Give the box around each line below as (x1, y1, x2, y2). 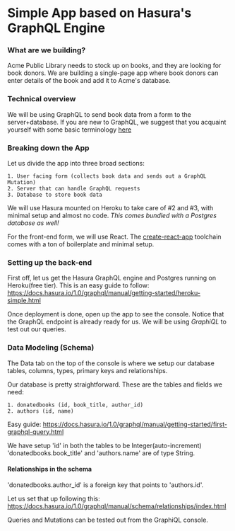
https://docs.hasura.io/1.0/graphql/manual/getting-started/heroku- (7, 289, 201, 297)
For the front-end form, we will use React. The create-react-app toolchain (7, 232, 222, 241)
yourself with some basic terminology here (7, 125, 132, 134)
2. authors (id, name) (7, 407, 74, 415)
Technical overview (7, 94, 76, 104)
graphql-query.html (7, 427, 64, 436)
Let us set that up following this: (7, 494, 100, 503)
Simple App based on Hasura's (7, 5, 192, 21)
